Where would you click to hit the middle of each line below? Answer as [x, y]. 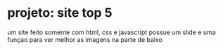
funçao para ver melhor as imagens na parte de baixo [85, 39]
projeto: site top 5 [60, 13]
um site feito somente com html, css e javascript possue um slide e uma [111, 32]
